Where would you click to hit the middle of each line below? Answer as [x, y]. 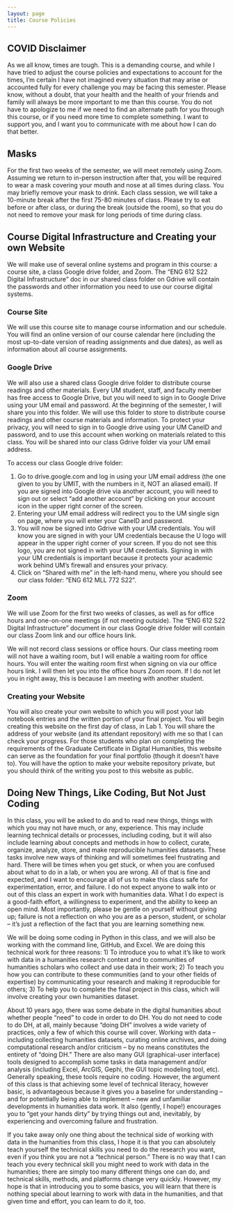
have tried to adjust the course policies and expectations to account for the [115, 72]
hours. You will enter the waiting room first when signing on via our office [112, 663]
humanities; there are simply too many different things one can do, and [109, 1172]
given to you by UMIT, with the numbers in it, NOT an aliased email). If [118, 483]
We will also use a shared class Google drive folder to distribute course [109, 382]
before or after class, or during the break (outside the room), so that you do [115, 208]
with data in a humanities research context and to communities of [101, 959]
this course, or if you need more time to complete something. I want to [108, 117]
